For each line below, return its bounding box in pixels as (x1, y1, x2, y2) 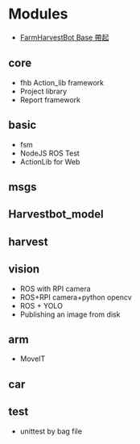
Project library (19, 86, 68, 96)
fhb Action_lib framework (19, 77, 105, 87)
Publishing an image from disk (19, 309, 121, 319)
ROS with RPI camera (19, 284, 91, 293)
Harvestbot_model (8, 207, 104, 222)
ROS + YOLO (19, 301, 63, 310)
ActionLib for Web (19, 156, 80, 166)
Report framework (19, 94, 80, 105)
